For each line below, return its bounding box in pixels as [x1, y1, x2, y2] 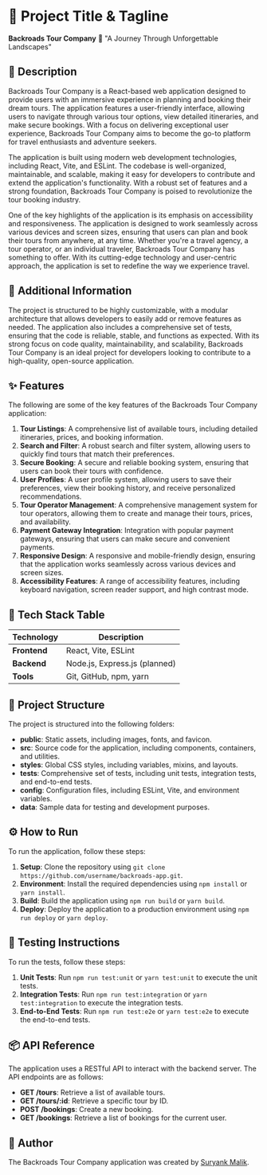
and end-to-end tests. [19, 777, 92, 786]
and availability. [19, 517, 72, 527]
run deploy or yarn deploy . [19, 912, 108, 922]
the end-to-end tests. [19, 1015, 91, 1024]
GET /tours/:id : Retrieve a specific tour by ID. [19, 1096, 169, 1106]
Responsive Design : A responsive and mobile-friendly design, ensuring [19, 551, 256, 561]
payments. [19, 542, 55, 552]
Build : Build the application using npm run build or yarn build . [19, 895, 226, 905]
